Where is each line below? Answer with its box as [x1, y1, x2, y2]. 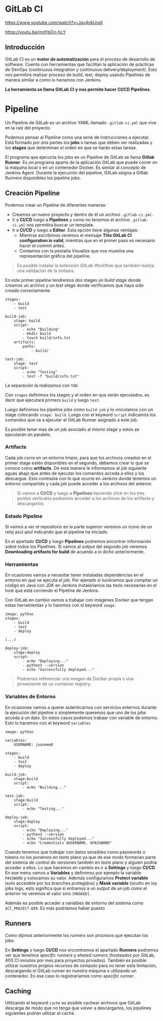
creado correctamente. [5, 287, 52, 293]
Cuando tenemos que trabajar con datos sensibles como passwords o [5, 849, 145, 855]
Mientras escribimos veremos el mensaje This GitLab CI [19, 232, 132, 238]
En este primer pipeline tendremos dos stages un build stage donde [5, 277, 141, 283]
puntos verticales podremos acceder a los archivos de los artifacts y [17, 495, 155, 501]
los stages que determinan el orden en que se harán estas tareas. [5, 145, 137, 150]
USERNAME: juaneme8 [14, 742, 54, 747]
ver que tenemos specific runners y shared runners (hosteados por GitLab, [5, 952, 156, 958]
